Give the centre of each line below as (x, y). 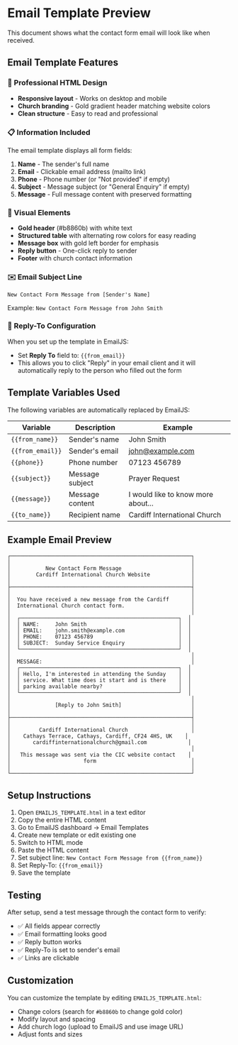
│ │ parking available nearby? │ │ (100, 686)
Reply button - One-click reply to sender (77, 251)
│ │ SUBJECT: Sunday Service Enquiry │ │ (100, 643)
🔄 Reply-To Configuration (52, 326)
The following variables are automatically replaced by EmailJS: (98, 410)
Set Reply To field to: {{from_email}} (71, 355)
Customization (41, 981)
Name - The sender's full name (63, 164)
